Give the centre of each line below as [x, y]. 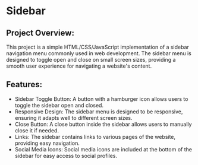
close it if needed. [37, 130]
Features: [24, 85]
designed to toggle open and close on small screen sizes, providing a [91, 60]
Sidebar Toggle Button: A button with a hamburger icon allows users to [101, 99]
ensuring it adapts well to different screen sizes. [73, 118]
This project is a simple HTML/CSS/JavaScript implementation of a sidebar [98, 47]
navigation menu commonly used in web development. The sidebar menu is [99, 53]
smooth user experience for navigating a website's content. [79, 66]
